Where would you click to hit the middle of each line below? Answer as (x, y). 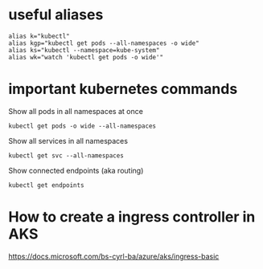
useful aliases (56, 15)
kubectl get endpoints (46, 185)
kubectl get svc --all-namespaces (66, 155)
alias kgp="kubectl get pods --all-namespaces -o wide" (104, 43)
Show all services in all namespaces (68, 141)
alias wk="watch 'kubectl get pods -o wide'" (86, 57)
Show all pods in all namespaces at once (76, 111)
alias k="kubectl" (39, 36)
